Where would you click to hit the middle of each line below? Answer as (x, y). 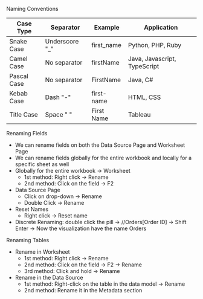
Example (107, 27)
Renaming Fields (27, 133)
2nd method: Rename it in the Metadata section (83, 290)
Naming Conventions (32, 9)
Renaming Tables (28, 240)
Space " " (59, 114)
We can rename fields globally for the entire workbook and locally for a (103, 158)
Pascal (19, 76)
